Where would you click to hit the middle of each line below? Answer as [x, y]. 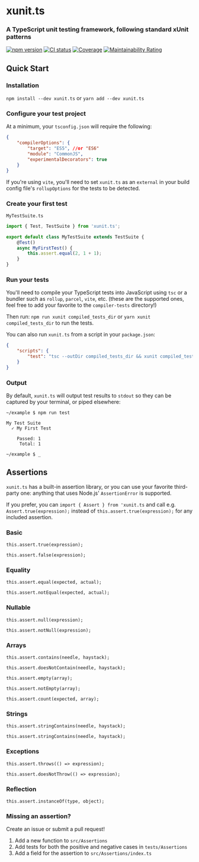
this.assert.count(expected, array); [53, 699]
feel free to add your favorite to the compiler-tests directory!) [81, 305]
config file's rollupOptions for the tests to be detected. [73, 188]
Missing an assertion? [38, 816]
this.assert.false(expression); [46, 555]
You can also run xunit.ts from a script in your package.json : [81, 335]
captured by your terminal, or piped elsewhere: [63, 402]
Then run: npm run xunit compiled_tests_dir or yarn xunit [78, 317]
